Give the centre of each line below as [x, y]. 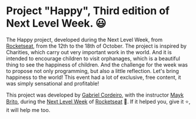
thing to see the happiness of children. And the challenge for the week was [97, 65]
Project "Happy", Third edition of [88, 11]
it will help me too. [28, 110]
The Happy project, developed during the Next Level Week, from [84, 39]
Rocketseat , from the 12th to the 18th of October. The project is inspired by [97, 46]
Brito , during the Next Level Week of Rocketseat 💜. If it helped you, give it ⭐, [98, 101]
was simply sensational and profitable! [53, 83]
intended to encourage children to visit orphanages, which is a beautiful [93, 58]
